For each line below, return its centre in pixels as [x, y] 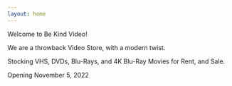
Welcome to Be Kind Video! [47, 34]
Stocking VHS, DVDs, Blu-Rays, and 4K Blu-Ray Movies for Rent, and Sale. [116, 61]
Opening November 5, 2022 [48, 75]
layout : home [27, 14]
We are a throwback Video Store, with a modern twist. [86, 47]
